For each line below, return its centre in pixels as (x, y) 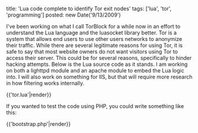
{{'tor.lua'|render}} (29, 95)
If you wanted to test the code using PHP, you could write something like (95, 106)
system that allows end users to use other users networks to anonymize (94, 39)
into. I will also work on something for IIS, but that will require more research (99, 77)
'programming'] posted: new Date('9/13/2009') (64, 15)
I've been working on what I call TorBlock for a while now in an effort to (93, 26)
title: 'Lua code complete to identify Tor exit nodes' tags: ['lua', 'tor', (89, 9)
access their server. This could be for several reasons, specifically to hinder (99, 58)
